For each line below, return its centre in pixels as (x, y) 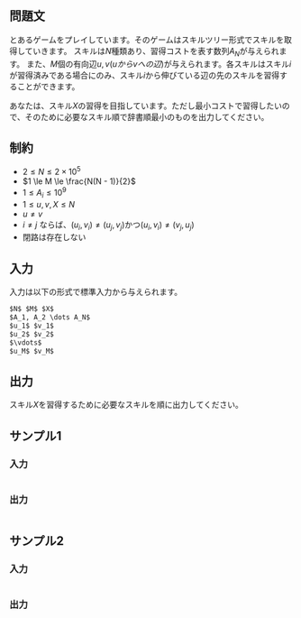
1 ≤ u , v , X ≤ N (48, 204)
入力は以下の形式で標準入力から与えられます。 (96, 292)
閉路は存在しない (54, 237)
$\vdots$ (26, 342)
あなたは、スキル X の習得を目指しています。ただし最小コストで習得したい (146, 106)
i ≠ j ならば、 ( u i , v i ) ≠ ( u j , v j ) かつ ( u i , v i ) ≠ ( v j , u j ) (109, 226)
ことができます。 (48, 86)
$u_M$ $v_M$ (32, 351)
